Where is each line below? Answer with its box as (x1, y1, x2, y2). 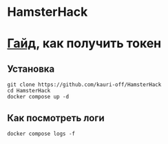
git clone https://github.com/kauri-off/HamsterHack (7, 81, 162, 88)
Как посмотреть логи (7, 112, 105, 124)
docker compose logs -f (7, 130, 76, 137)
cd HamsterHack (7, 88, 51, 94)
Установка (7, 63, 55, 74)
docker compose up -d (7, 94, 70, 101)
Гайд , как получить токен (7, 36, 162, 52)
